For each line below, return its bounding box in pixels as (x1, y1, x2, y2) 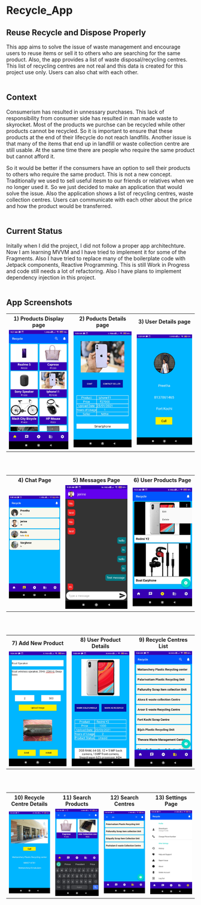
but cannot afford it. (6, 153, 56, 160)
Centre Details (11, 800, 48, 808)
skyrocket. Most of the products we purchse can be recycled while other (6, 121, 185, 128)
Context (6, 92, 37, 102)
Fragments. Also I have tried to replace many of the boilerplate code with (6, 255, 186, 262)
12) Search (110, 794, 139, 801)
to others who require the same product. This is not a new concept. (6, 170, 172, 178)
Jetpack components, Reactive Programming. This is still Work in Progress (6, 261, 190, 268)
